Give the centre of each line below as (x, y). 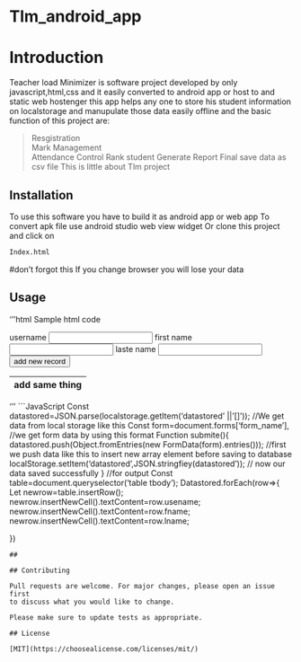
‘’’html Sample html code (55, 319)
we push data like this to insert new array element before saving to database (151, 454)
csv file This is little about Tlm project (101, 167)
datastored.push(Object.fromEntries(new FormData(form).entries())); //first (148, 444)
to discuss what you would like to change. (92, 602)
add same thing (48, 384)
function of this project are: (60, 121)
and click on (32, 235)
